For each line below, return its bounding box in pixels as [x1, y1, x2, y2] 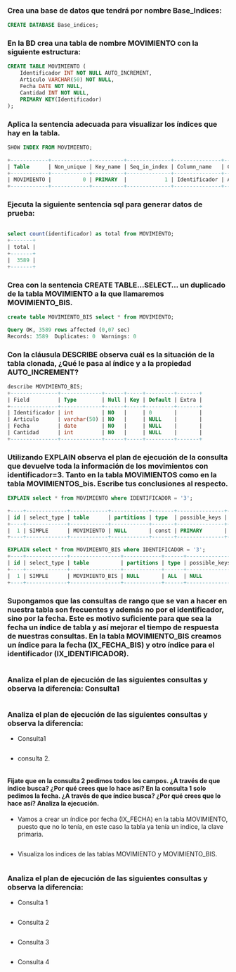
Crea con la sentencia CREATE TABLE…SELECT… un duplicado [7, 280, 226, 290]
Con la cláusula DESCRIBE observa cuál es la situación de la [7, 350, 216, 359]
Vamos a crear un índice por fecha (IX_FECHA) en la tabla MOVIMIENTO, [17, 815, 228, 823]
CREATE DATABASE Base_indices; [7, 22, 99, 29]
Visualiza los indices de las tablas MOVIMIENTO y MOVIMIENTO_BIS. [17, 849, 218, 858]
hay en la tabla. [7, 128, 61, 137]
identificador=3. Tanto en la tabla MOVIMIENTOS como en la [7, 469, 218, 479]
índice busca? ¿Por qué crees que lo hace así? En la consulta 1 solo [7, 785, 206, 793]
